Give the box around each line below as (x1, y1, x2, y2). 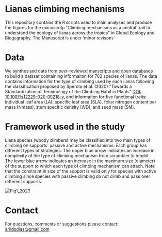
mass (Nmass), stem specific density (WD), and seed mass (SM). (5, 104, 135, 110)
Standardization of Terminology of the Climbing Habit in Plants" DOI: (5, 88, 142, 94)
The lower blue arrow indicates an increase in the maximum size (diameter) (5, 158, 155, 164)
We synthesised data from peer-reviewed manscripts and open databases (5, 68, 153, 74)
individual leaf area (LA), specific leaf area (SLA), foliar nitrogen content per (5, 99, 157, 105)
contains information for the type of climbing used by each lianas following (5, 78, 154, 84)
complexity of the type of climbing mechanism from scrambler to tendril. (5, 152, 150, 158)
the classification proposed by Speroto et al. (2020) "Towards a (5, 84, 132, 89)
